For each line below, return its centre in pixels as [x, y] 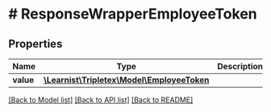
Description [240, 66]
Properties [35, 44]
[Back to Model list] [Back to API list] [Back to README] [101, 100]
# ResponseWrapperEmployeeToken [133, 14]
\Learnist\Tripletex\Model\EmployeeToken [126, 80]
